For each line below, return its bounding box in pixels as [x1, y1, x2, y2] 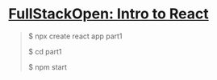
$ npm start [27, 62, 67, 72]
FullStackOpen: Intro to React [8, 5, 209, 23]
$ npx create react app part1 [27, 31, 123, 41]
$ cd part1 [27, 46, 62, 56]
